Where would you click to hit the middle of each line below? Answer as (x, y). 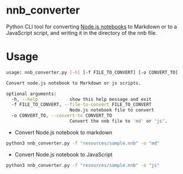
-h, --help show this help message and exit (81, 99)
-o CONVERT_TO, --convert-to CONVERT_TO (62, 116)
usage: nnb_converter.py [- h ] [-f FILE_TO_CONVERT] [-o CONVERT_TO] (92, 72)
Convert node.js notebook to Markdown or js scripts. (74, 83)
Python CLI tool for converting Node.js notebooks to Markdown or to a (91, 27)
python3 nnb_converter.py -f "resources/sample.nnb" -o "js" (83, 165)
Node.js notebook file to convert (112, 110)
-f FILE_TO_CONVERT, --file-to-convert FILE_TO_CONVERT (81, 105)
